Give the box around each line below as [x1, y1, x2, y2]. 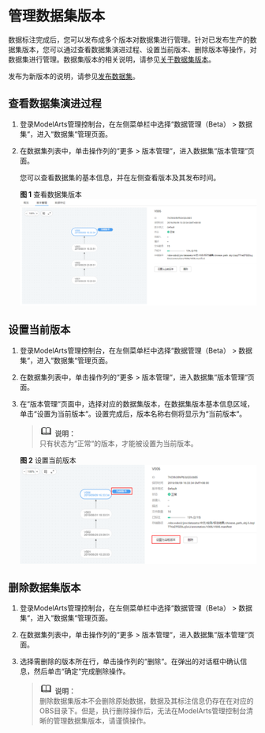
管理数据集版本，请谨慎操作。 [53, 716, 151, 726]
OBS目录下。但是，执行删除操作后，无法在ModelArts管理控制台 [39, 706, 247, 716]
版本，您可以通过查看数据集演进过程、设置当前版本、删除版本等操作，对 [21, 44, 257, 54]
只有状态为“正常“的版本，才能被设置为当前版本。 [39, 438, 198, 448]
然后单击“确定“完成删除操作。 [33, 667, 130, 676]
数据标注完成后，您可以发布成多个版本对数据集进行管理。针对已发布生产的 [8, 35, 250, 44]
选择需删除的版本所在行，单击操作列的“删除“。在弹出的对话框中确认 [19, 657, 241, 667]
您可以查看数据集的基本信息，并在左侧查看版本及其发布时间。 [19, 172, 221, 182]
